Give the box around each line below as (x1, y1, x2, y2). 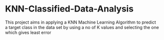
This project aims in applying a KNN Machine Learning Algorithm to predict (5, 19, 156, 25)
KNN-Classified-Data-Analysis (5, 3, 134, 14)
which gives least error (5, 29, 51, 35)
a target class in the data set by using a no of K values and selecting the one (5, 24, 159, 30)
